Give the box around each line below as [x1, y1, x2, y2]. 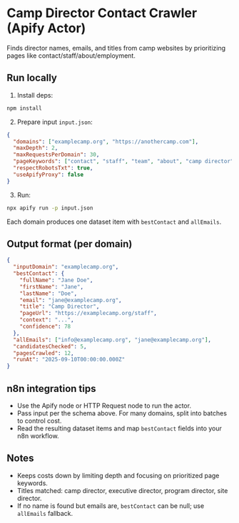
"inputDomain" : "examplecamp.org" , [13, 264, 119, 271]
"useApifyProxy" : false [13, 171, 83, 178]
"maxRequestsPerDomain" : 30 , [13, 151, 100, 158]
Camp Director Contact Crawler [6, 5, 198, 21]
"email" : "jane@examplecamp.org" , [19, 296, 122, 304]
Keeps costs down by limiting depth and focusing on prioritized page [16, 471, 220, 480]
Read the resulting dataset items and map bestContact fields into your [16, 424, 223, 433]
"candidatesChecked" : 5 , [13, 343, 87, 350]
